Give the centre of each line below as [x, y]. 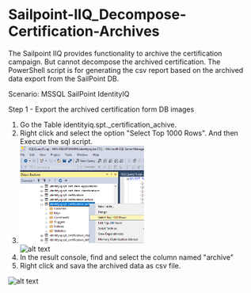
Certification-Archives [84, 31]
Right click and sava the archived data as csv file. [100, 266]
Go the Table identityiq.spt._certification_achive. [98, 124]
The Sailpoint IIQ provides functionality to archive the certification [115, 53]
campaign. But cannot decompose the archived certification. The [114, 62]
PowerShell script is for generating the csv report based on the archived [126, 70]
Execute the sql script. [56, 141]
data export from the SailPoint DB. [64, 78]
